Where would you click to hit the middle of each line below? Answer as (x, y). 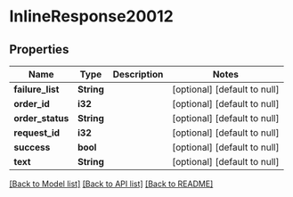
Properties (39, 49)
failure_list (37, 89)
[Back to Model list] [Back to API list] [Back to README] (111, 184)
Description (138, 74)
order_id (32, 104)
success (32, 147)
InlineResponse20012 (91, 16)
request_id (37, 133)
